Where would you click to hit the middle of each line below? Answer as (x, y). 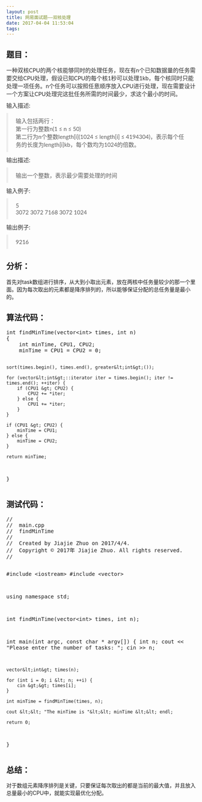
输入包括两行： (36, 121)
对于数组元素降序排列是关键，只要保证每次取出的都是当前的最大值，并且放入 (101, 786)
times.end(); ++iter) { (36, 383)
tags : (13, 29)
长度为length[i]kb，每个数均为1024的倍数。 (83, 145)
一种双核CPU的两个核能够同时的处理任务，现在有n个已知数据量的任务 (98, 70)
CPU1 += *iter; (47, 404)
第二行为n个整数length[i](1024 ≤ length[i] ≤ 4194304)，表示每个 (97, 137)
